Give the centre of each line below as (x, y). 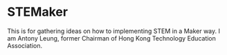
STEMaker (37, 12)
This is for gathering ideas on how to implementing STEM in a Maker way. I (113, 31)
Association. (25, 45)
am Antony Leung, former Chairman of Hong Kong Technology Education (112, 38)
